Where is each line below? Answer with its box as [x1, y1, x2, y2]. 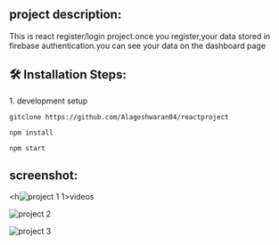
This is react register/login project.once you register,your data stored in [9, 30, 271, 41]
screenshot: [9, 168, 78, 184]
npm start [9, 143, 46, 152]
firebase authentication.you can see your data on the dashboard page [9, 40, 266, 51]
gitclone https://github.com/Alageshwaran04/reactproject [9, 112, 229, 121]
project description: [9, 7, 122, 22]
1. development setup [9, 95, 88, 106]
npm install [9, 128, 53, 137]
